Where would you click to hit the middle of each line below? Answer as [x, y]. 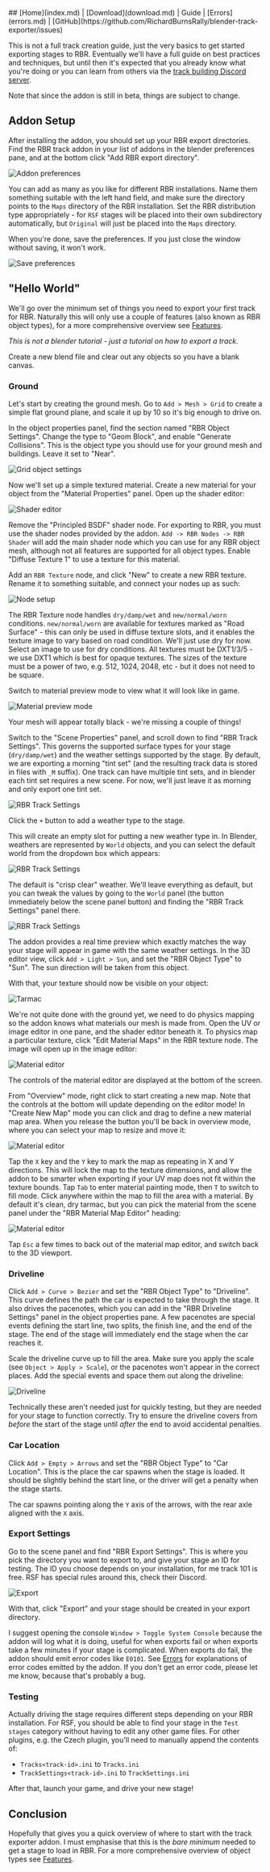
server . [20, 80]
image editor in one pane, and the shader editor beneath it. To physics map [133, 1031]
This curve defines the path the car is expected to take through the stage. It [134, 1300]
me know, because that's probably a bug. [77, 1676]
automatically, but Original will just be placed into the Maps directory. [123, 223]
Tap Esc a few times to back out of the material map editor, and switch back [134, 1244]
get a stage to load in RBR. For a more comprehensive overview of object [130, 1850]
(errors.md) [27, 21]
